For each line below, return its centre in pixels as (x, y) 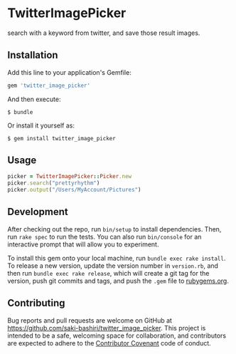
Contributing (36, 303)
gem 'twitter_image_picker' (49, 85)
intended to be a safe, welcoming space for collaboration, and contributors (117, 335)
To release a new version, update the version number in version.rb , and (113, 266)
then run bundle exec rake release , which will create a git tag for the (108, 273)
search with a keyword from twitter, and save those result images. (104, 33)
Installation (33, 55)
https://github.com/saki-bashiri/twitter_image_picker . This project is (107, 328)
